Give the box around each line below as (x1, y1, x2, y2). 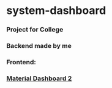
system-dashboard (6, 4, 106, 18)
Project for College (6, 25, 64, 34)
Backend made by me (6, 42, 72, 50)
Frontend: (6, 58, 37, 66)
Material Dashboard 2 (6, 74, 72, 83)
